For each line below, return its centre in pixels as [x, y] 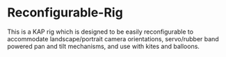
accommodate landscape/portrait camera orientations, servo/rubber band [113, 38]
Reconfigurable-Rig [65, 13]
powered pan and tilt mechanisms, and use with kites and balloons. [104, 46]
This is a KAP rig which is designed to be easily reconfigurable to [100, 32]
